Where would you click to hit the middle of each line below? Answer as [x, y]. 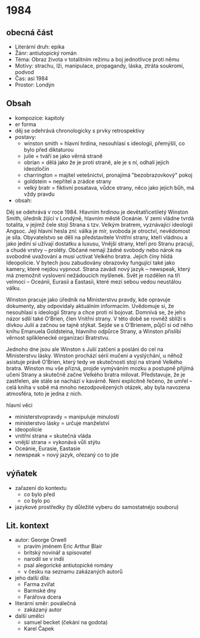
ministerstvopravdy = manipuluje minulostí [67, 417]
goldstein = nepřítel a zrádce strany [67, 181]
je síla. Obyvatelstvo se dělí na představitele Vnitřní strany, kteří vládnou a [97, 237]
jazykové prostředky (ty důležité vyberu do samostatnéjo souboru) [97, 507]
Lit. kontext [28, 526]
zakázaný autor [43, 610]
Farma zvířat [39, 584]
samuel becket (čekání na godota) [66, 622]
